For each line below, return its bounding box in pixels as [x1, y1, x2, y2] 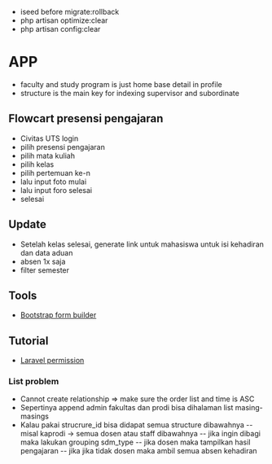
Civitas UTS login [20, 134, 79, 143]
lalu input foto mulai [20, 177, 87, 186]
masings [20, 411, 49, 422]
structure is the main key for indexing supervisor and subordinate [20, 88, 240, 98]
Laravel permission [20, 356, 85, 366]
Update [8, 217, 47, 231]
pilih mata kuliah [20, 151, 76, 160]
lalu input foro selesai [20, 185, 92, 195]
